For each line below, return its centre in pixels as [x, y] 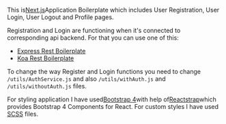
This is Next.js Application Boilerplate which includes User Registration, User [113, 10]
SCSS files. [23, 114]
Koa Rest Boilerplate [45, 58]
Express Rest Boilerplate [51, 51]
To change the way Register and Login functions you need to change [104, 72]
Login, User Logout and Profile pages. [60, 17]
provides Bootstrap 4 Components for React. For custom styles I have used [113, 107]
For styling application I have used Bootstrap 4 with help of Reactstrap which [112, 99]
